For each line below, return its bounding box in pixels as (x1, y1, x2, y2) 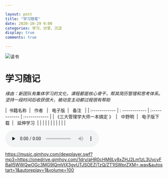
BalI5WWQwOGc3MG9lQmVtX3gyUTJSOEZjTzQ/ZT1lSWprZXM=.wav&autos (5, 161, 163, 167)
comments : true (5, 35, 37, 40)
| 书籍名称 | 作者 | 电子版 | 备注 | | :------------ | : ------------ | (5, 107, 149, 113)
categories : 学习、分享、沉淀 (5, 25, 62, 30)
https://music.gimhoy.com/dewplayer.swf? (5, 151, 93, 157)
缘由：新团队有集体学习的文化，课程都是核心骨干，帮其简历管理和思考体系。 (5, 90, 163, 96)
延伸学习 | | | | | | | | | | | (17, 119, 66, 125)
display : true (5, 30, 35, 35)
